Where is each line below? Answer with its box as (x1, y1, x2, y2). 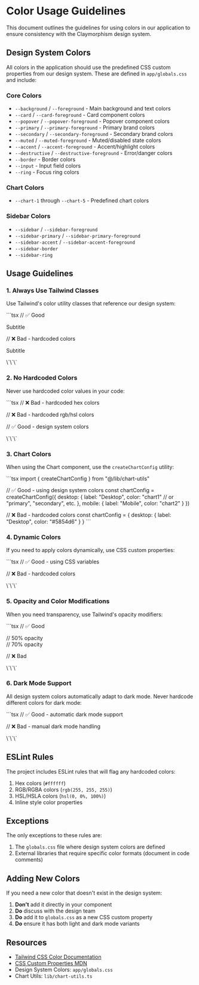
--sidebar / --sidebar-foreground (14, 226, 98, 233)
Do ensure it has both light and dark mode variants (14, 920, 140, 928)
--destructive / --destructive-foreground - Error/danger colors (14, 150, 173, 157)
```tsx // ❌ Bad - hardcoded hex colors (6, 399, 100, 406)
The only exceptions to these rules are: (6, 832, 103, 839)
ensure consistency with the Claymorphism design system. (6, 30, 152, 37)
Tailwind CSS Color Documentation (14, 953, 102, 960)
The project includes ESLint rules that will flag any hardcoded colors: (6, 768, 176, 775)
